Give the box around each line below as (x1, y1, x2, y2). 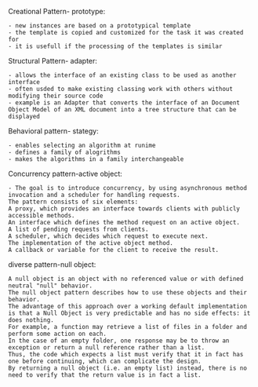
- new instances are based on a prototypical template (8, 22, 191, 30)
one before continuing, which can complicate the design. (8, 357, 202, 365)
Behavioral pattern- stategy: (8, 126, 100, 136)
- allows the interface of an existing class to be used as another (8, 71, 237, 79)
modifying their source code (8, 92, 104, 100)
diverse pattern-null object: (8, 260, 96, 269)
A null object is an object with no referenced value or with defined (8, 275, 244, 283)
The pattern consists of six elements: (8, 198, 139, 206)
